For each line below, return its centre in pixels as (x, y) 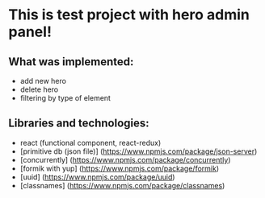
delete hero (39, 89)
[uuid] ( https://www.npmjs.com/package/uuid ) (97, 177)
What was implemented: (71, 62)
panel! (30, 32)
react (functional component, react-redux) (90, 142)
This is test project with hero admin (129, 15)
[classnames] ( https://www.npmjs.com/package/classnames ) (122, 185)
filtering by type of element (65, 98)
